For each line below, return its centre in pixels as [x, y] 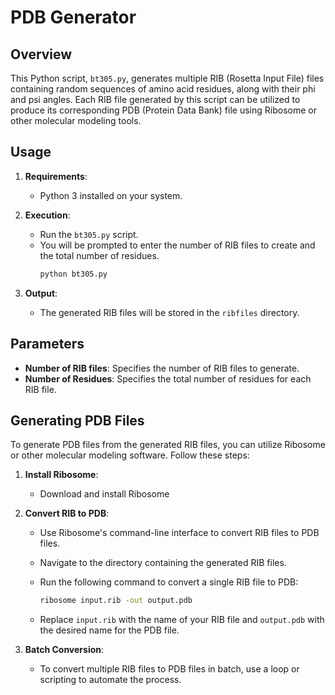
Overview [41, 54]
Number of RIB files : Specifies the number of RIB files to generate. [162, 368]
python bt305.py [73, 274]
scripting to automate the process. [110, 680]
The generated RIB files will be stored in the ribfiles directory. [169, 312]
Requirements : [56, 176]
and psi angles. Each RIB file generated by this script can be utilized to [155, 99]
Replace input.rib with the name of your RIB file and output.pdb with [182, 620]
